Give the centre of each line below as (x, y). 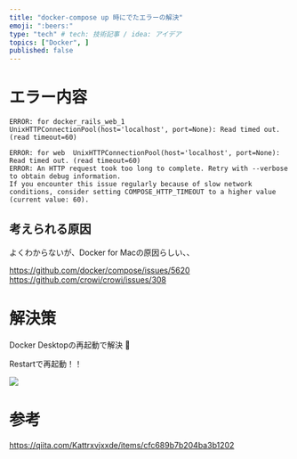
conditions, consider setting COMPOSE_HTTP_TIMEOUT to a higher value (143, 193)
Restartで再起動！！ (46, 364)
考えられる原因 (50, 229)
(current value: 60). (49, 200)
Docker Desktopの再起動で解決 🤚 (70, 345)
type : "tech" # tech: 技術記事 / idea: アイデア (96, 34)
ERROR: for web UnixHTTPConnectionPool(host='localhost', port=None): (144, 153)
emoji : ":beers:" (41, 26)
